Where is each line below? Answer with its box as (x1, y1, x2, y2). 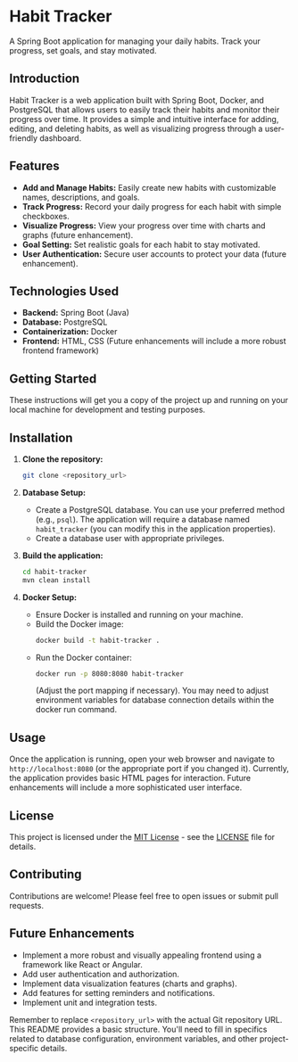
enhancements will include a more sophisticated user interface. (9, 782, 243, 793)
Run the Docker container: (35, 652, 132, 663)
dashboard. (39, 132, 82, 144)
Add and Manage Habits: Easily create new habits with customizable (21, 182, 277, 193)
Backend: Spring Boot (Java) (21, 308, 129, 318)
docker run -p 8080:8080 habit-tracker (35, 669, 185, 679)
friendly (9, 132, 38, 144)
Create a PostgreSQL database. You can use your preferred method (35, 504, 286, 515)
